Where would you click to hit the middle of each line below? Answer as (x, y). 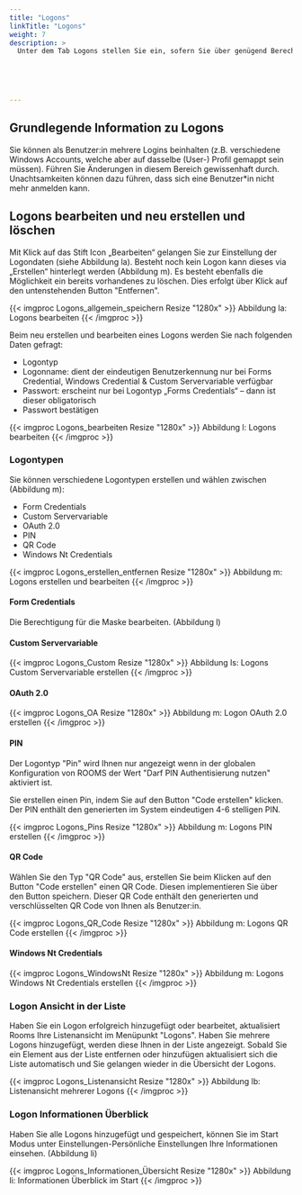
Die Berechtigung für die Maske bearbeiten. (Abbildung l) (115, 622)
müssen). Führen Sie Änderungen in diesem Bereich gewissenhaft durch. (145, 168)
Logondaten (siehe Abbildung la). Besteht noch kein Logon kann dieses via (148, 261)
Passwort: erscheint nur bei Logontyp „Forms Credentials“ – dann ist (149, 390)
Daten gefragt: (36, 344)
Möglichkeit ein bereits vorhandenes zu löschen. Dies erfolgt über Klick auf (148, 281)
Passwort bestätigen (60, 410)
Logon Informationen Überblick (79, 1115)
